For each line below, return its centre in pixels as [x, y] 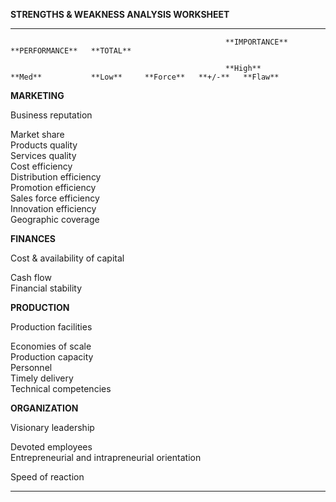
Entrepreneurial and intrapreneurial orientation [106, 457]
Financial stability [46, 288]
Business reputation [51, 115]
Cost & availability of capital [67, 258]
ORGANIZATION [44, 408]
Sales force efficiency [55, 198]
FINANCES [33, 238]
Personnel [31, 367]
